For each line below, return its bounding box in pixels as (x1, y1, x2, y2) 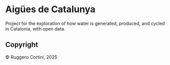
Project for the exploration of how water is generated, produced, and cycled (5, 20, 165, 26)
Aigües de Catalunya (5, 4, 96, 15)
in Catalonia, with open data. (5, 25, 65, 31)
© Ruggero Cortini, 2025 (5, 54, 58, 60)
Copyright (5, 41, 38, 49)
